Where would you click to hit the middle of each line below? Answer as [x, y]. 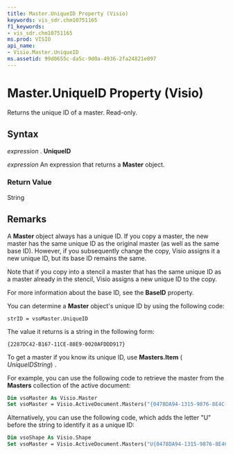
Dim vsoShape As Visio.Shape [49, 438]
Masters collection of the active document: [69, 385]
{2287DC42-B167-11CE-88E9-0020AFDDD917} [67, 344]
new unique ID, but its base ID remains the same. [77, 258]
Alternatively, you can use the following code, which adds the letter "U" [109, 418]
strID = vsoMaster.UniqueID [48, 319]
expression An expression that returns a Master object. [86, 165]
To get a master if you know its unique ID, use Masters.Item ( [95, 357]
